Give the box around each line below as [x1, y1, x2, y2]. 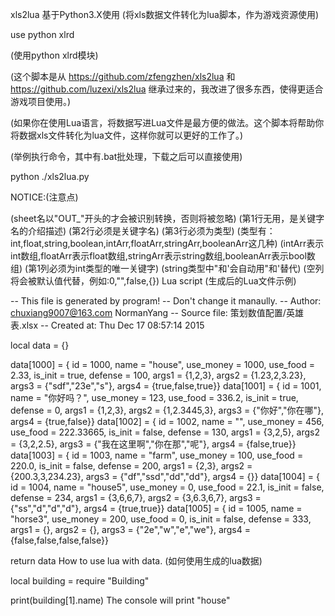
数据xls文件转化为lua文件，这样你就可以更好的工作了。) [18, 129, 244, 141]
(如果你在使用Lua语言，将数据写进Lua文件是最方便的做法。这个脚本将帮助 [10, 117, 316, 128]
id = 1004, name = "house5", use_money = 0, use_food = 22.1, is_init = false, [10, 481, 325, 493]
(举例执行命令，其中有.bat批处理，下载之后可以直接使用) [10, 151, 243, 162]
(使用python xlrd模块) [10, 49, 99, 61]
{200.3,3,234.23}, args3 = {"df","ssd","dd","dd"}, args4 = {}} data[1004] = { [10, 471, 321, 482]
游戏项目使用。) [10, 96, 72, 107]
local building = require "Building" [10, 575, 150, 587]
